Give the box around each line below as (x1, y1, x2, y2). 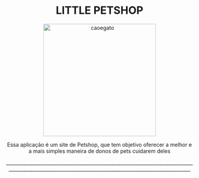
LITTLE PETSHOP (55, 4, 144, 17)
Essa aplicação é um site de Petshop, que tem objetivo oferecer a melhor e (7, 141, 192, 148)
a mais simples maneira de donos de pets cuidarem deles (28, 147, 171, 155)
